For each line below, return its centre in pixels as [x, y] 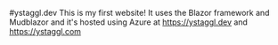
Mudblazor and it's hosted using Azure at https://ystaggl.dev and [128, 22]
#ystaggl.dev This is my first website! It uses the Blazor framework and [139, 13]
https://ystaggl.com [45, 31]
